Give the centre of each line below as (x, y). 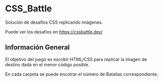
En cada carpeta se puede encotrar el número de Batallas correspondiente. (82, 74)
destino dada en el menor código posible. (47, 64)
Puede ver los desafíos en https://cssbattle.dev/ (54, 32)
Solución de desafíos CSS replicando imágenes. (54, 22)
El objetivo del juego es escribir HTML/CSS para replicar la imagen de (76, 59)
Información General (38, 47)
